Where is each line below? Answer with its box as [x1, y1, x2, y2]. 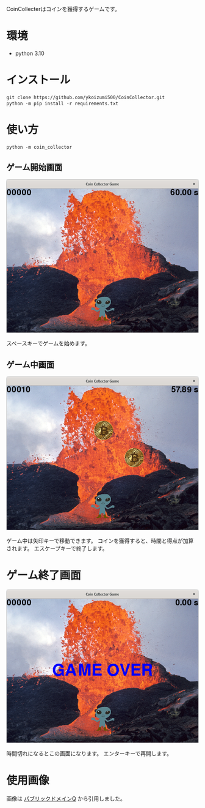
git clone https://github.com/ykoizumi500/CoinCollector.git [6, 94, 165, 100]
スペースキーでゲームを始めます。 [6, 340, 90, 347]
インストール [6, 73, 71, 87]
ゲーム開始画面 [6, 162, 63, 173]
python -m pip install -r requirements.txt [6, 100, 119, 107]
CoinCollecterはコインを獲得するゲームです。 [6, 6, 120, 12]
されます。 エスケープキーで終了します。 [6, 544, 108, 552]
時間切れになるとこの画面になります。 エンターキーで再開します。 [6, 750, 173, 757]
